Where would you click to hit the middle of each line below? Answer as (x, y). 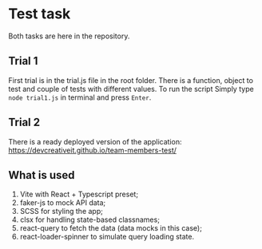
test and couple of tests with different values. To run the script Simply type (131, 89)
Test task (40, 14)
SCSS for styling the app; (62, 211)
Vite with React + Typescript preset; (79, 194)
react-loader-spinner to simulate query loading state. (107, 237)
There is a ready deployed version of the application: (95, 141)
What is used (42, 175)
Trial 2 (24, 123)
